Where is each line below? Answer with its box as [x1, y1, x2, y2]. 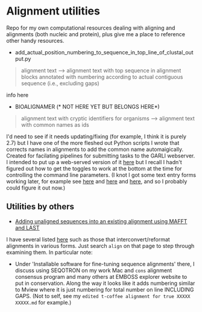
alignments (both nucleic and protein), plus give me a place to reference [6, 30, 186, 37]
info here [6, 91, 29, 98]
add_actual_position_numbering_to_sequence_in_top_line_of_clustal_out [14, 48, 194, 56]
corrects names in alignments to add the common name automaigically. [6, 145, 184, 153]
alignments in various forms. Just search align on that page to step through [6, 242, 195, 249]
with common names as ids [21, 121, 89, 128]
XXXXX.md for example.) [14, 299, 72, 306]
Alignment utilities [6, 4, 101, 18]
